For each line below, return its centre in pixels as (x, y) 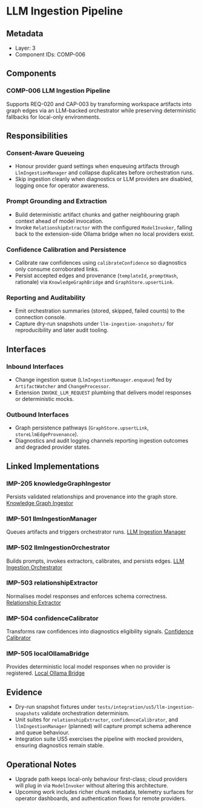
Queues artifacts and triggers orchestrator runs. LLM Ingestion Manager (96, 532)
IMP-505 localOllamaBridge (48, 654)
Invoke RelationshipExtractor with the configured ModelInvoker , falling (103, 227)
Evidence (24, 692)
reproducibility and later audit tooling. (62, 330)
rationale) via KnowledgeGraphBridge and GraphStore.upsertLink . (94, 282)
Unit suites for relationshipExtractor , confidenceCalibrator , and (96, 720)
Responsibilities (37, 136)
